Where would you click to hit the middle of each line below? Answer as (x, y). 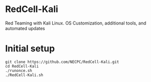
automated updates (25, 28)
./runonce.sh (19, 70)
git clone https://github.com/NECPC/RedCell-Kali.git (62, 62)
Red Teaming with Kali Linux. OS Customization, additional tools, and (76, 23)
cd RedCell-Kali (22, 66)
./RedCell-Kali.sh (24, 75)
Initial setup (30, 49)
